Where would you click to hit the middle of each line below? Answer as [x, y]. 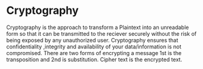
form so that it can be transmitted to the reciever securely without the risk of [101, 33]
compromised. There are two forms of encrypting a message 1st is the [94, 53]
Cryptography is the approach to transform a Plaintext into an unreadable [98, 27]
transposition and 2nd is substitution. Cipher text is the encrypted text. [94, 59]
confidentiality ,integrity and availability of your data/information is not [94, 47]
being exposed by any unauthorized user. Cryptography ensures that [92, 40]
